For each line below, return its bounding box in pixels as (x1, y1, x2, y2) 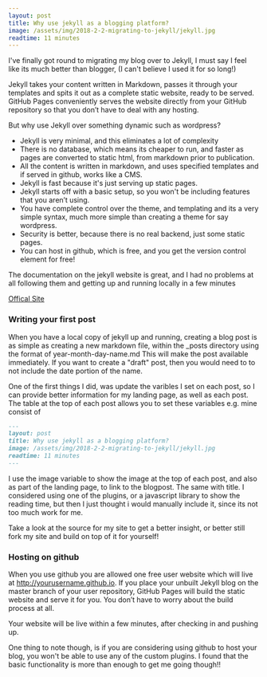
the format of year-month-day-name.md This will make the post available (8, 348, 249, 359)
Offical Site (8, 294, 45, 304)
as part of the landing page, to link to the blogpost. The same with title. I (8, 482, 245, 491)
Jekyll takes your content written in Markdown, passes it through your (8, 80, 238, 89)
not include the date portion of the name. (8, 366, 143, 376)
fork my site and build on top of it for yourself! (8, 531, 159, 541)
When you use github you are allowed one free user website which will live (8, 569, 253, 579)
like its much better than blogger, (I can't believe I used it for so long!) (8, 65, 237, 74)
